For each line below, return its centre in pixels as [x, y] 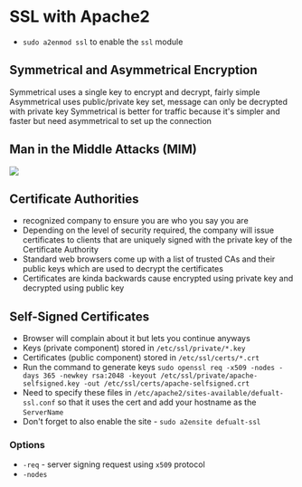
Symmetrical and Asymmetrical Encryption [133, 70]
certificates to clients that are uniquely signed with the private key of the [157, 240]
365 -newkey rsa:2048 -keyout [100, 376]
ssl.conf [39, 403]
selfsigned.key [51, 384]
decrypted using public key [73, 288]
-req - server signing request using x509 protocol [113, 464]
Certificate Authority [61, 250]
